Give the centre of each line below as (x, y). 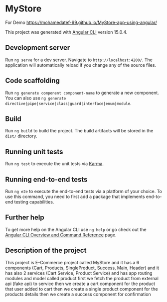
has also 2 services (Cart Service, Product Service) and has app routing (79, 273)
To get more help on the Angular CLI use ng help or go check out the (76, 229)
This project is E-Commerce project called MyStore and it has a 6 (72, 262)
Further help (25, 218)
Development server (38, 48)
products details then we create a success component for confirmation (78, 294)
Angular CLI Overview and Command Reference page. (61, 235)
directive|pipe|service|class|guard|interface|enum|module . (68, 103)
